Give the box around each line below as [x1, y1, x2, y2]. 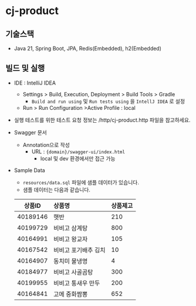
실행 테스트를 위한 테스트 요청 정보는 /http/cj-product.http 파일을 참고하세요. [13, 116, 191, 123]
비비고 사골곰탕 [53, 268, 93, 276]
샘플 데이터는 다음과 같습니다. [22, 186, 90, 193]
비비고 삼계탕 [53, 224, 88, 232]
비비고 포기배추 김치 [53, 246, 106, 254]
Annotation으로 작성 [22, 141, 70, 148]
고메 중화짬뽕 [53, 290, 88, 298]
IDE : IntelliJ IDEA [13, 79, 56, 86]
